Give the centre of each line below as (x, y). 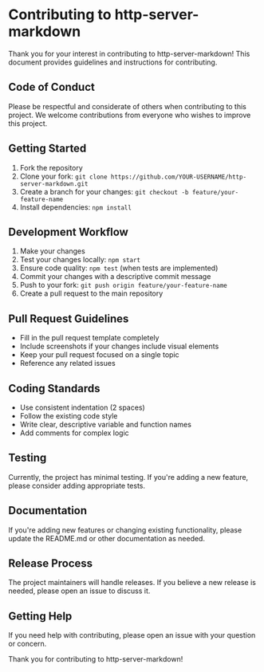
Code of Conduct (52, 87)
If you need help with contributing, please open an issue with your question (132, 635)
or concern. (28, 644)
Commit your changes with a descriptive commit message (115, 277)
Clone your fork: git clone (63, 176)
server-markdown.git (54, 184)
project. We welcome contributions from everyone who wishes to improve (130, 115)
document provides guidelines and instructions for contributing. (113, 62)
